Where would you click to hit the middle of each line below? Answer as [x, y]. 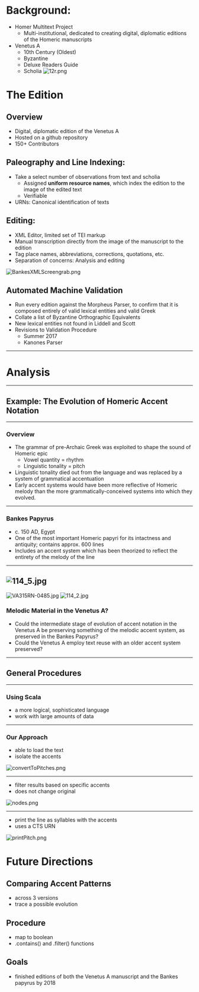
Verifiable [35, 195]
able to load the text [39, 750]
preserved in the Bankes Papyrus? [57, 636]
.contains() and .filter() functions [54, 944]
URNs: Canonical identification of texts [62, 202]
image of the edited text [53, 189]
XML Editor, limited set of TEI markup [60, 235]
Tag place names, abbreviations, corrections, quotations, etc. [89, 254]
